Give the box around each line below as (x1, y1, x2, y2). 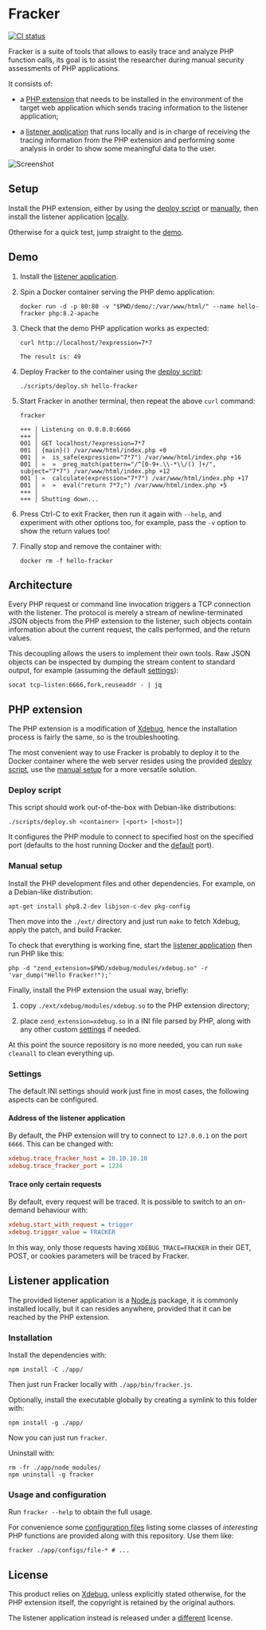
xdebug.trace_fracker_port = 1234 (8, 1162, 123, 1170)
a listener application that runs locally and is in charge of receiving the (19, 127, 251, 136)
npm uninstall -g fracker (8, 1471, 94, 1479)
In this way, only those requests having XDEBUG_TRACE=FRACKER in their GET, (8, 1242, 252, 1252)
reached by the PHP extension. (8, 1312, 110, 1322)
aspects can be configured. (8, 1095, 99, 1104)
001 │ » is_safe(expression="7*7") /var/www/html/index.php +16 (19, 453, 241, 461)
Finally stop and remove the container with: (19, 541, 162, 551)
